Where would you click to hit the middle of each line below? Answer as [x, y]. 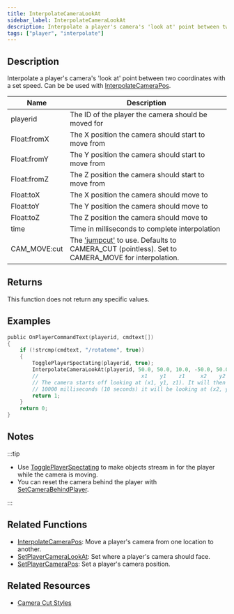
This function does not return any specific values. [78, 299]
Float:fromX [30, 139]
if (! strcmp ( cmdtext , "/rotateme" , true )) [82, 350]
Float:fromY [30, 159]
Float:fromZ [30, 179]
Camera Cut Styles [44, 602]
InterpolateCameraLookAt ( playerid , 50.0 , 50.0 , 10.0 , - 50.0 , [123, 370]
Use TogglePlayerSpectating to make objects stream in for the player [116, 467]
